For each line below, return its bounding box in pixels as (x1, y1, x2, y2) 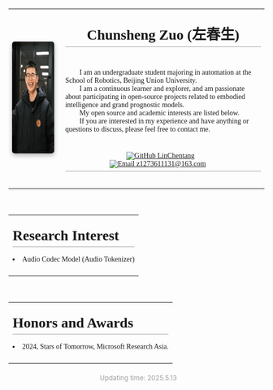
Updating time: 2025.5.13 (99, 374, 177, 383)
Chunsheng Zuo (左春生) (86, 26, 240, 43)
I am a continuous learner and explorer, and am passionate (79, 84, 245, 93)
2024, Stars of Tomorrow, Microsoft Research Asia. (22, 342, 169, 351)
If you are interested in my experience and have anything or (79, 116, 249, 125)
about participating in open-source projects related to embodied (64, 92, 245, 101)
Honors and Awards (12, 314, 134, 331)
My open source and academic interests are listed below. (79, 108, 240, 117)
